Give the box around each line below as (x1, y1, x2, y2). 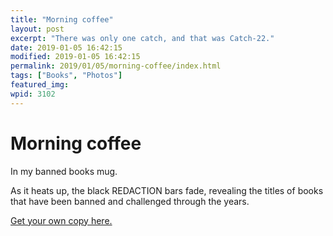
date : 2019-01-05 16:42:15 (10, 42, 123, 53)
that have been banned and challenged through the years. (10, 195, 250, 207)
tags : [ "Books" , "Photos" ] (10, 71, 123, 81)
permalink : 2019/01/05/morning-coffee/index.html (10, 61, 222, 71)
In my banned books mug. (10, 165, 118, 177)
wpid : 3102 (10, 89, 56, 99)
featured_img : (10, 80, 70, 90)
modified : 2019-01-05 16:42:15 (10, 52, 141, 62)
